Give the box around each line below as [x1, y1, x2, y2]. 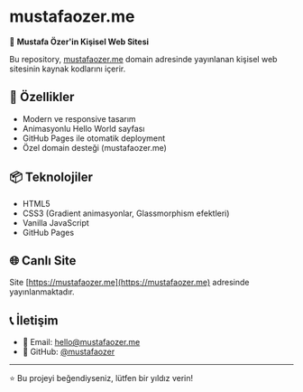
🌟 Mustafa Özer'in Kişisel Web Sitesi [9, 36, 150, 47]
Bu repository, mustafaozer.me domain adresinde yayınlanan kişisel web [9, 53, 278, 64]
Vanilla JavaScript [22, 217, 90, 228]
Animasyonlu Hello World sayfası [22, 123, 145, 134]
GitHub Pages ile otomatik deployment [22, 133, 166, 144]
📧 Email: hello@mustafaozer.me [22, 337, 141, 348]
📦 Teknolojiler [9, 170, 93, 185]
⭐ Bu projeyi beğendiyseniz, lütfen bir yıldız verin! [9, 373, 194, 384]
